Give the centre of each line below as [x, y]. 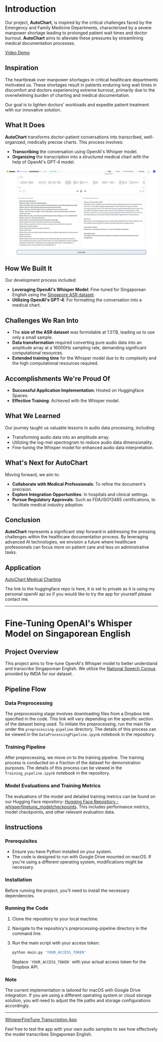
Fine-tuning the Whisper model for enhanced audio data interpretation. [83, 447]
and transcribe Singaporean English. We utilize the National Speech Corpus [81, 669]
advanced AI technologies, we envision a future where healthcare [71, 542]
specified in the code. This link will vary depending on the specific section [79, 719]
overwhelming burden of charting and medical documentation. [67, 95]
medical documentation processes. [40, 43]
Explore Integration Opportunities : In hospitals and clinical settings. [80, 494]
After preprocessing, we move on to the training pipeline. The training [74, 758]
